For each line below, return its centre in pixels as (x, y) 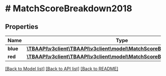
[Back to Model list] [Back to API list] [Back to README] (62, 69)
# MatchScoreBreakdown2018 (69, 9)
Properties (22, 27)
